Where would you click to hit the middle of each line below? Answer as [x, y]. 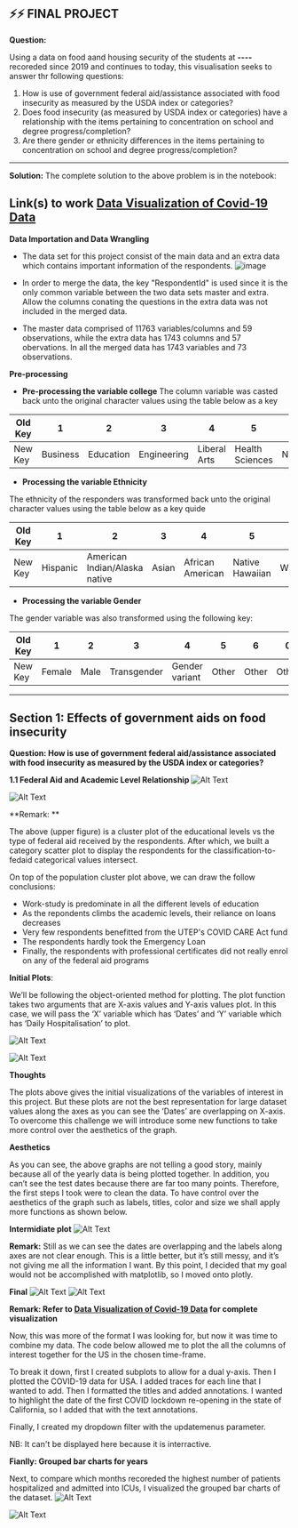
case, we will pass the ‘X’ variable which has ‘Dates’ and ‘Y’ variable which [145, 1014]
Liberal [212, 448]
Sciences [254, 460]
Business [60, 454]
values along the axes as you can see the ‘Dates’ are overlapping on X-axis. [147, 1111]
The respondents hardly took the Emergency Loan [114, 942]
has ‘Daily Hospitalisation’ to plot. [70, 1024]
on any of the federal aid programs [85, 961]
